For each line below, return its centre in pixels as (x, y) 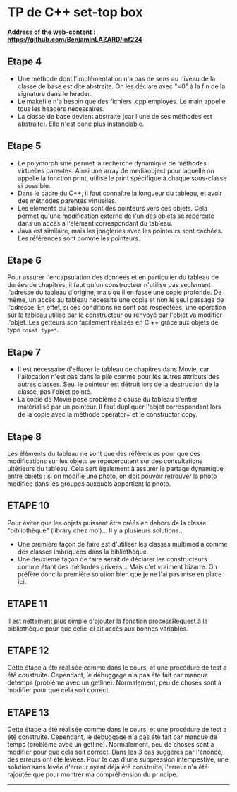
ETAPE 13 (28, 712)
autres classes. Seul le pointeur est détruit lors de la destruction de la (118, 384)
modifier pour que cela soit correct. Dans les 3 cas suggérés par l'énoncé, (115, 752)
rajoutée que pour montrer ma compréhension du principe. (93, 774)
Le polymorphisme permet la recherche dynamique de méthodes (112, 163)
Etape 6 (25, 260)
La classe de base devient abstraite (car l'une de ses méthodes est (115, 116)
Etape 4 (25, 62)
